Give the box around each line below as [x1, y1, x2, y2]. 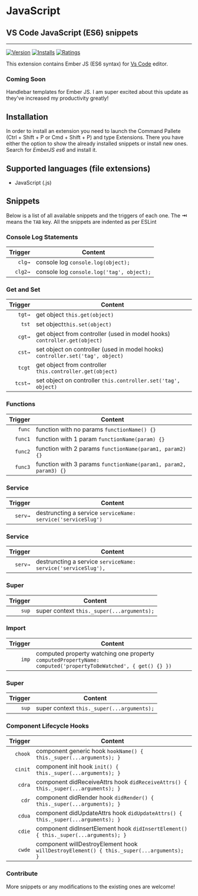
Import [6, 624, 26, 633]
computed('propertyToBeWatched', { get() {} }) [35, 663, 172, 669]
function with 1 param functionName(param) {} [35, 435, 165, 443]
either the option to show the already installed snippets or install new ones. [6, 140, 188, 147]
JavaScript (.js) [14, 179, 52, 186]
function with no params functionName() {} [35, 425, 156, 434]
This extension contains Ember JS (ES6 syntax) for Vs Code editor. [6, 60, 169, 67]
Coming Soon [6, 75, 46, 83]
